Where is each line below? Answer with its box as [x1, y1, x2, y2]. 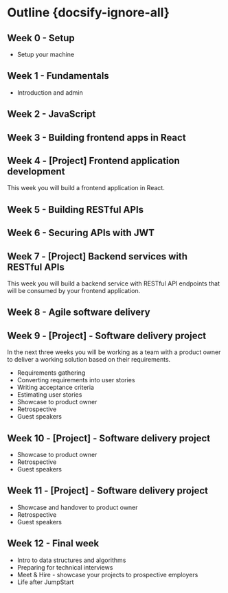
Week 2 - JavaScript [7, 108, 96, 120]
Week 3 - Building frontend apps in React [7, 132, 187, 143]
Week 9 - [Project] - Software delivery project [7, 329, 207, 341]
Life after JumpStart [16, 578, 74, 586]
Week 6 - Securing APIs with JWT [7, 227, 155, 239]
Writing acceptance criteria [16, 383, 95, 392]
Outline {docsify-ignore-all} [7, 5, 170, 21]
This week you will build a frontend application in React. [7, 184, 165, 192]
